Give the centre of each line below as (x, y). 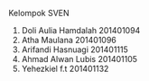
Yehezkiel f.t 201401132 (65, 68)
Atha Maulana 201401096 (69, 40)
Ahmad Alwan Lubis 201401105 (79, 59)
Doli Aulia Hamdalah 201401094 (81, 30)
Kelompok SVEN (39, 13)
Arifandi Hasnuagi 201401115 (74, 49)
